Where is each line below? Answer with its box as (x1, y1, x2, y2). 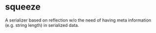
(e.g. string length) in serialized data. (5, 22, 79, 28)
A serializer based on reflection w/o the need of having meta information (5, 17, 152, 23)
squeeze (5, 1, 41, 12)
